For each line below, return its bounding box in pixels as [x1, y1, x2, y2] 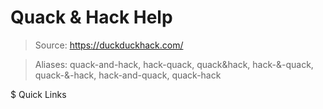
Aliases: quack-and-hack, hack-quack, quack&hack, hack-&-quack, [34, 58, 314, 70]
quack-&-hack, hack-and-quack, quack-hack [34, 69, 222, 81]
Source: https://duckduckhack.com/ [34, 39, 184, 51]
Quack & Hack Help [10, 6, 173, 29]
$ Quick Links [10, 88, 67, 100]
